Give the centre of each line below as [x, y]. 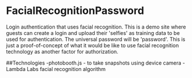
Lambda [16, 69]
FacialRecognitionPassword [75, 11]
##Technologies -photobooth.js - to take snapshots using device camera [94, 63]
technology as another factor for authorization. [62, 51]
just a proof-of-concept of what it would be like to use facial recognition [92, 45]
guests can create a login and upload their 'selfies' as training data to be [93, 33]
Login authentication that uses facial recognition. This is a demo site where [96, 27]
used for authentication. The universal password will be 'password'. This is [96, 39]
